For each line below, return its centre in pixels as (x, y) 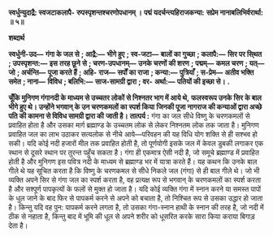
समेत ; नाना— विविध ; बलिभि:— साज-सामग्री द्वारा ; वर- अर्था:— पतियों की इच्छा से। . (119, 82)
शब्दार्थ (17, 38)
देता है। (18, 226)
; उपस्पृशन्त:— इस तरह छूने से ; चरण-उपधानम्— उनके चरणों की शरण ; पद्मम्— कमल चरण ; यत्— (136, 63)
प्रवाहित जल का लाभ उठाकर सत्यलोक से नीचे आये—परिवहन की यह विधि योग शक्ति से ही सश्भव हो (133, 134)
